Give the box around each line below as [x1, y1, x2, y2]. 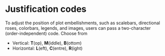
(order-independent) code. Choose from [5, 30, 88, 36]
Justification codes [5, 3, 87, 15]
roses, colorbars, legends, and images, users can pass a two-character [5, 25, 151, 31]
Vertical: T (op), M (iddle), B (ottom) [12, 40, 82, 46]
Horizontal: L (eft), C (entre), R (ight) [12, 45, 83, 51]
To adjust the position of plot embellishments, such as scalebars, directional [5, 20, 160, 26]
